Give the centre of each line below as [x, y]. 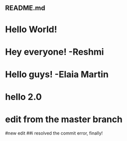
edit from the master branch [64, 120]
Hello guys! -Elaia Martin [57, 74]
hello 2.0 [23, 97]
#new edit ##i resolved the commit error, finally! [54, 133]
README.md [25, 8]
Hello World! [31, 29]
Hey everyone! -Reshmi [55, 52]
